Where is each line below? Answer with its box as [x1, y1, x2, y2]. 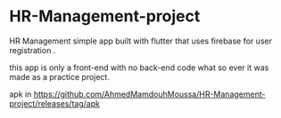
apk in [9, 89, 32, 99]
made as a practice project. [9, 71, 110, 82]
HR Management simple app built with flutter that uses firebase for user [9, 35, 272, 46]
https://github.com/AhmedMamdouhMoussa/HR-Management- [33, 89, 266, 99]
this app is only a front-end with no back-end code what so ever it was [9, 62, 269, 73]
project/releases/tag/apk [9, 98, 101, 108]
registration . [9, 44, 56, 55]
